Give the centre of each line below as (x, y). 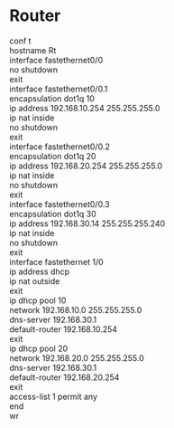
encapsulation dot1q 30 (53, 214)
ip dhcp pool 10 (38, 300)
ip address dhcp (40, 271)
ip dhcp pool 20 (39, 348)
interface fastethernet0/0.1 (59, 89)
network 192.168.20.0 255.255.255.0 (77, 357)
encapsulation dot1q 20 (53, 156)
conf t (20, 41)
